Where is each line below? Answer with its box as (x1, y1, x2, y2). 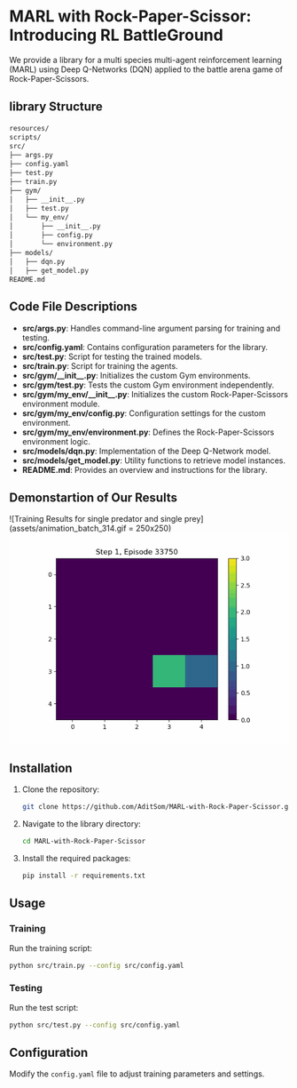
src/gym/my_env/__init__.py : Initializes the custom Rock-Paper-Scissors (21, 388, 288, 399)
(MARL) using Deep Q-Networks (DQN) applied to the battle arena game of (9, 64, 284, 75)
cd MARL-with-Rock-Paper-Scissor (21, 837, 146, 846)
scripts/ (9, 132, 42, 141)
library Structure (9, 100, 104, 115)
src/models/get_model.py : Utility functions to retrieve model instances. (21, 455, 286, 466)
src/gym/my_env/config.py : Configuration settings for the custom (21, 407, 266, 419)
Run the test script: (9, 1002, 79, 1012)
